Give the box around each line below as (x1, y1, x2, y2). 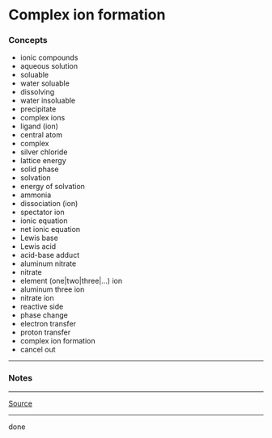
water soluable (19, 78, 70, 88)
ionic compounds (19, 53, 79, 62)
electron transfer (19, 319, 77, 329)
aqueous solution (19, 61, 79, 71)
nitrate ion (19, 293, 54, 303)
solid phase (19, 164, 59, 175)
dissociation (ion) (19, 199, 79, 208)
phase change (19, 310, 69, 320)
